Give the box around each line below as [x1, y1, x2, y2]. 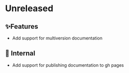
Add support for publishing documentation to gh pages [12, 62, 124, 68]
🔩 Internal [5, 49, 35, 57]
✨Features [5, 22, 38, 31]
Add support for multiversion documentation [12, 35, 102, 41]
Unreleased [5, 3, 54, 14]
